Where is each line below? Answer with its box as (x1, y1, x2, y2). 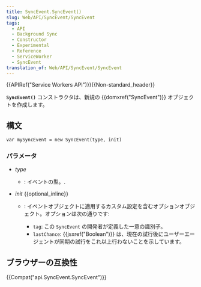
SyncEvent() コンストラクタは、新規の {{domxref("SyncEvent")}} (6, 94, 167, 101)
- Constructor (11, 37, 47, 43)
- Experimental (11, 43, 50, 49)
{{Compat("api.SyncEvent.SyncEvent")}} (6, 274, 107, 281)
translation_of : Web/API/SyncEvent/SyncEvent (6, 64, 122, 71)
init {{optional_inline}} (14, 190, 69, 197)
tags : (6, 20, 20, 26)
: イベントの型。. (23, 178, 66, 185)
